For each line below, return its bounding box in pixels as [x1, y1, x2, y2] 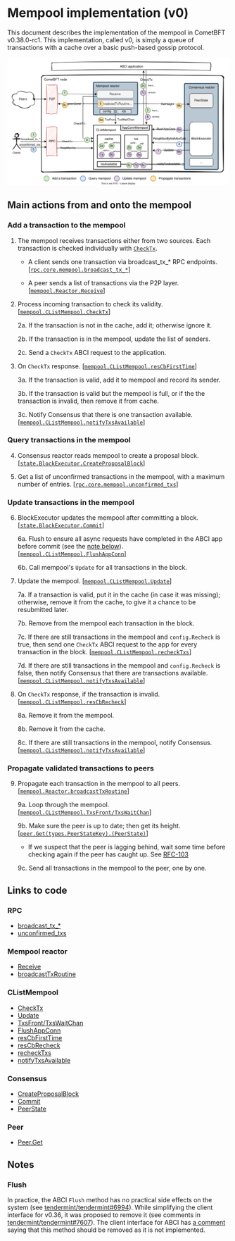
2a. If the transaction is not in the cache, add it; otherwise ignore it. [17, 320, 212, 329]
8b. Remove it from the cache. [17, 725, 106, 733]
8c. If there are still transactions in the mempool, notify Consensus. [17, 738, 212, 747]
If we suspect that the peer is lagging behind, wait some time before [27, 843, 226, 852]
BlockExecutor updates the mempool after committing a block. [17, 513, 199, 522]
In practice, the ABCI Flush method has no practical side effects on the [7, 1195, 212, 1204]
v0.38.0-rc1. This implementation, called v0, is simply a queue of [7, 35, 194, 44]
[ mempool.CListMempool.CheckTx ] [17, 307, 111, 316]
